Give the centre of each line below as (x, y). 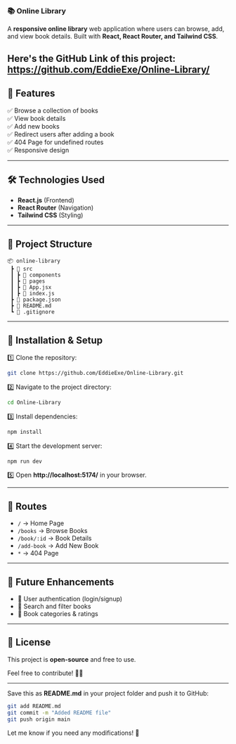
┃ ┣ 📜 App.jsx (31, 288)
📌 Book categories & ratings (58, 614)
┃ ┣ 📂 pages (28, 281)
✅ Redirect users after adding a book (61, 134)
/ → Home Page (41, 523)
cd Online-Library (34, 402)
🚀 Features (31, 94)
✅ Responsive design (38, 150)
